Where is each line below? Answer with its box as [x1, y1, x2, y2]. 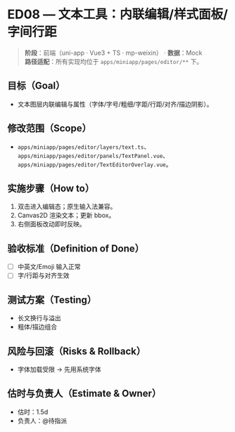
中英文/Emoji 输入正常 [17, 263, 81, 271]
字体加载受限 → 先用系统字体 [17, 365, 102, 373]
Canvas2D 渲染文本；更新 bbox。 [17, 211, 115, 220]
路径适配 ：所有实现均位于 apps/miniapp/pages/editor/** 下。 [24, 57, 203, 65]
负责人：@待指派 [17, 416, 68, 425]
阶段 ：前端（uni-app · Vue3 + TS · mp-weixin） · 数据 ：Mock [24, 48, 203, 57]
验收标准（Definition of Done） [7, 242, 144, 254]
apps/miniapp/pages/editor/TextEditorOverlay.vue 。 [17, 159, 172, 169]
